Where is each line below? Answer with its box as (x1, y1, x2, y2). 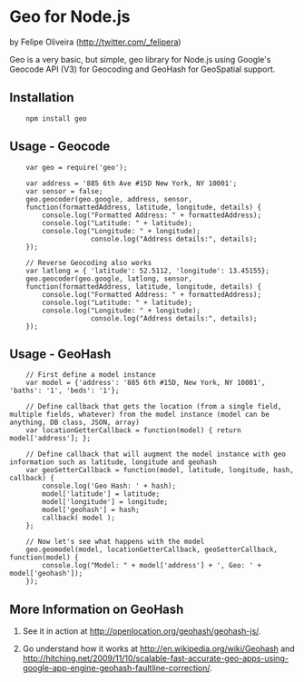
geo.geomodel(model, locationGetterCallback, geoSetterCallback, (25, 545, 279, 555)
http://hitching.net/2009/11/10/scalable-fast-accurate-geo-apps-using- (22, 653, 289, 664)
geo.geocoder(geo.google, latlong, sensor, (25, 274, 193, 283)
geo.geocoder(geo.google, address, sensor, (25, 194, 193, 203)
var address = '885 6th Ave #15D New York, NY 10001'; (25, 179, 238, 188)
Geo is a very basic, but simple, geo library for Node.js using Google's (9, 54, 271, 64)
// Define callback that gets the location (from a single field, (25, 402, 282, 411)
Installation (9, 90, 74, 105)
